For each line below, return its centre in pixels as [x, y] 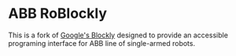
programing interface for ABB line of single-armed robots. [101, 43]
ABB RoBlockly [58, 14]
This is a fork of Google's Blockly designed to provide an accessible [118, 35]
